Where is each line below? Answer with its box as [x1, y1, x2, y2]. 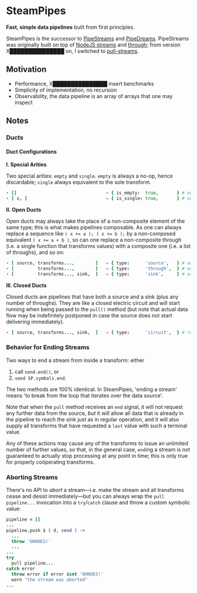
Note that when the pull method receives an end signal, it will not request [6, 403, 183, 410]
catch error [6, 565, 35, 571]
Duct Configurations [6, 148, 57, 155]
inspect [14, 99, 33, 106]
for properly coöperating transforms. [6, 458, 95, 465]
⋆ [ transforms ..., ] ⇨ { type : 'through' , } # [6, 266, 185, 272]
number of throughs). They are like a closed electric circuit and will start [6, 299, 180, 306]
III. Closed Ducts [6, 282, 47, 289]
